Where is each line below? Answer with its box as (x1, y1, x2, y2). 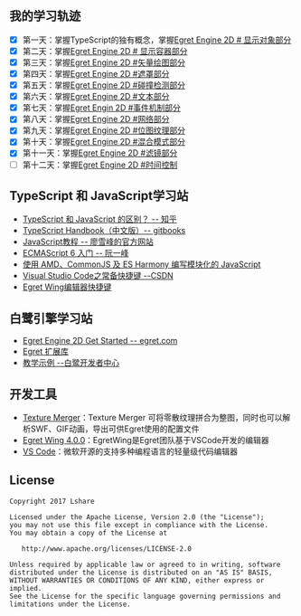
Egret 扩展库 (22, 346, 70, 357)
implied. (9, 583, 42, 592)
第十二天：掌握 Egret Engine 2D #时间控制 (22, 159, 178, 170)
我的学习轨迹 (9, 8, 81, 24)
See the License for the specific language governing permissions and (9, 592, 281, 601)
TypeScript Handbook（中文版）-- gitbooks (22, 225, 186, 236)
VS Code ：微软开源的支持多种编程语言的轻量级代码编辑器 (22, 446, 238, 457)
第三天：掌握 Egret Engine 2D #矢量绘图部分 (22, 57, 185, 68)
